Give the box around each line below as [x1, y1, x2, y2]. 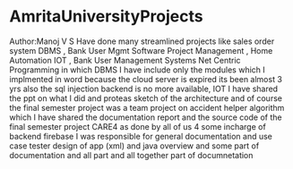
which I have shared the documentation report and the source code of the [9, 112, 282, 123]
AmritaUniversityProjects [9, 6, 203, 27]
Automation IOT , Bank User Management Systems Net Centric [9, 55, 241, 65]
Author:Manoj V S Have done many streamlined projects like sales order [9, 36, 275, 46]
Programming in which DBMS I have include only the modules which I [9, 64, 266, 75]
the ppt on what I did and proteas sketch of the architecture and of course [9, 92, 282, 104]
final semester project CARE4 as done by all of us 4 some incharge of [9, 121, 266, 131]
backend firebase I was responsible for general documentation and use [9, 131, 273, 141]
